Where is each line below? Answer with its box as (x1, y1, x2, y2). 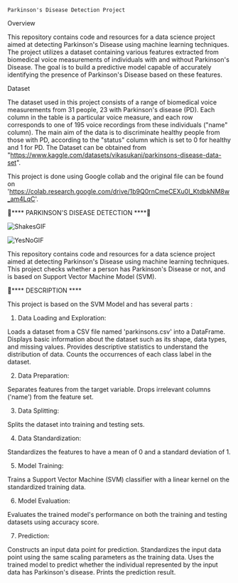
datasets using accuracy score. (7, 518, 99, 526)
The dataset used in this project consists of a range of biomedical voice (7, 98, 217, 107)
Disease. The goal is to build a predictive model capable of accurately (7, 63, 212, 71)
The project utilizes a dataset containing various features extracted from (7, 48, 219, 56)
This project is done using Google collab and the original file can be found (7, 172, 224, 180)
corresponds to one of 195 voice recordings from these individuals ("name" (7, 121, 228, 129)
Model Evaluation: (17, 496, 71, 505)
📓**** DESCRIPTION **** (7, 286, 82, 295)
